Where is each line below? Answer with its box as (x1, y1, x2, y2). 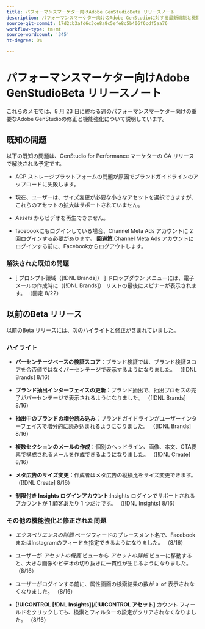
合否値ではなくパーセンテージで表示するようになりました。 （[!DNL (26, 366, 197, 373)
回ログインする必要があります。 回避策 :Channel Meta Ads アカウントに (15, 235, 194, 242)
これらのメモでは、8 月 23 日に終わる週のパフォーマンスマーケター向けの (6, 108, 192, 115)
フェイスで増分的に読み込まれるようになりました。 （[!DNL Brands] (20, 422, 191, 430)
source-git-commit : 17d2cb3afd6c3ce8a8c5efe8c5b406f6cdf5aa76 (6, 20, 168, 26)
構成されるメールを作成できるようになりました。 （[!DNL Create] (26, 451, 191, 458)
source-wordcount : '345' (6, 32, 70, 38)
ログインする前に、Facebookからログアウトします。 (15, 242, 146, 249)
